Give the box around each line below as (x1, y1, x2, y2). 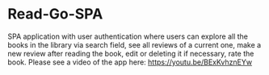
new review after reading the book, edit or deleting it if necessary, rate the (7, 48, 254, 58)
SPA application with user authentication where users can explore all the (7, 31, 248, 41)
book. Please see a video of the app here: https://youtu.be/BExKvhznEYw (7, 57, 252, 67)
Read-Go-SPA (7, 5, 103, 23)
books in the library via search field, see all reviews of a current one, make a (7, 40, 262, 49)
